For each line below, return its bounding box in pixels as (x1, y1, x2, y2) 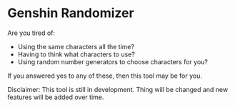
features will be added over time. (7, 93, 104, 101)
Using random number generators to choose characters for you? (17, 57, 209, 66)
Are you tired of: (7, 29, 56, 37)
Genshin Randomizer (7, 5, 134, 21)
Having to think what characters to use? (17, 50, 136, 58)
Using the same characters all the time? (17, 42, 134, 51)
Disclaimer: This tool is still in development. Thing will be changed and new (7, 85, 229, 93)
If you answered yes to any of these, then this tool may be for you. (7, 71, 202, 80)
